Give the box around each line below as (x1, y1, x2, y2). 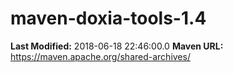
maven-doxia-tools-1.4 (10, 7, 207, 30)
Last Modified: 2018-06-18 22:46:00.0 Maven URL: (10, 40, 224, 52)
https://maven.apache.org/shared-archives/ (10, 50, 191, 62)
